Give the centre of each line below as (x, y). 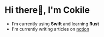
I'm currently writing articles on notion (51, 29)
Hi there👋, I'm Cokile (47, 10)
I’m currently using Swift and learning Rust (55, 24)
